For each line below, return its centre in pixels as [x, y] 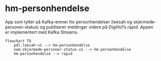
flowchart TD [18, 41]
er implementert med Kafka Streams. [42, 32]
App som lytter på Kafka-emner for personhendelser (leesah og [69, 22]
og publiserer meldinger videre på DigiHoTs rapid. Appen [97, 27]
